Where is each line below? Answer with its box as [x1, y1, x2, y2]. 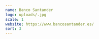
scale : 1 [5, 17, 24, 22]
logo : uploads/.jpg [5, 12, 47, 17]
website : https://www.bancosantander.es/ [5, 21, 94, 27]
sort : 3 [5, 26, 22, 31]
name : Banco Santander [5, 7, 53, 13]
